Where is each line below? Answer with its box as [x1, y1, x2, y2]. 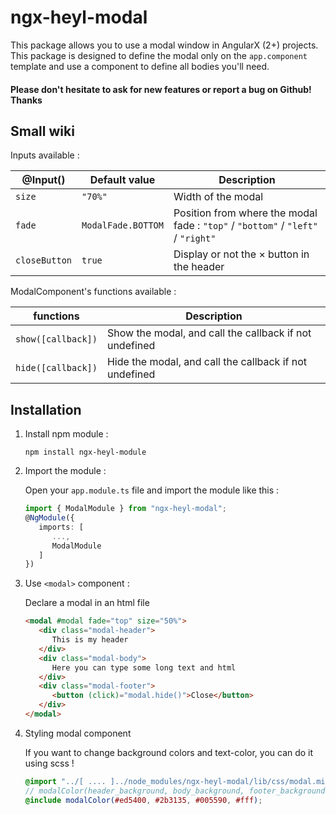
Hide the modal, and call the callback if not [106, 355, 308, 369]
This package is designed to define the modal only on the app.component [10, 49, 308, 61]
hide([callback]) [15, 362, 98, 374]
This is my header [51, 635, 129, 645]
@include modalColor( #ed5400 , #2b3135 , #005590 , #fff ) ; [24, 795, 263, 805]
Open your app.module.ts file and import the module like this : [24, 484, 280, 496]
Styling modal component [24, 727, 132, 739]
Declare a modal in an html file [24, 597, 150, 609]
